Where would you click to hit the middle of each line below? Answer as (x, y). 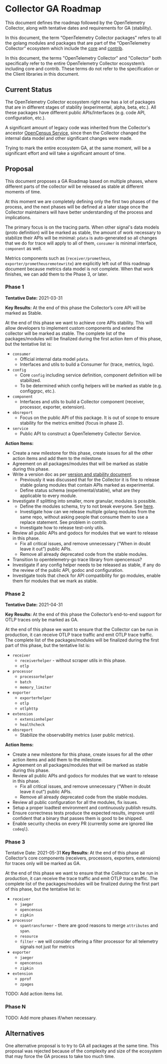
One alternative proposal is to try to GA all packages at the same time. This (82, 1045)
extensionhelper (37, 720)
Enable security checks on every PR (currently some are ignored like (83, 824)
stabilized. (30, 380)
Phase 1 (15, 287)
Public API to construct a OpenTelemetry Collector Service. (81, 434)
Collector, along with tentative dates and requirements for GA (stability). (79, 28)
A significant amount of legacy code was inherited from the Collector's (78, 127)
